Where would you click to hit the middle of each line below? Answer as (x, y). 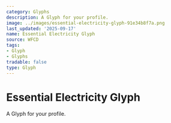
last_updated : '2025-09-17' (41, 28)
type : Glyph (21, 67)
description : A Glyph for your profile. (58, 17)
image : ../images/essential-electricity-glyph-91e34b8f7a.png (85, 23)
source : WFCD (22, 40)
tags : (13, 46)
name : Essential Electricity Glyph (51, 34)
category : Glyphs (28, 12)
